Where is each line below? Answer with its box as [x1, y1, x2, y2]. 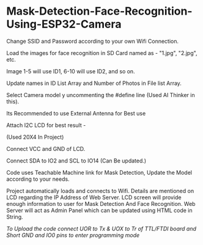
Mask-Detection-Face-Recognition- [6, 4, 193, 18]
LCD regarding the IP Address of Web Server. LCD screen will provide [6, 194, 182, 201]
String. [6, 213, 23, 221]
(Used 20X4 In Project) [6, 133, 64, 141]
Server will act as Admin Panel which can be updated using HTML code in [6, 207, 193, 214]
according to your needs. [6, 175, 70, 183]
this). [6, 98, 20, 105]
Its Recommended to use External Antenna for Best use [6, 109, 146, 117]
